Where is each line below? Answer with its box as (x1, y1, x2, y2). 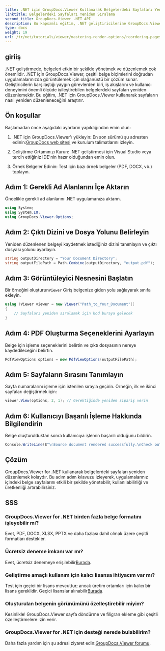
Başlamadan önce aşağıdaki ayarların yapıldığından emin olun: (5, 124, 131, 130)
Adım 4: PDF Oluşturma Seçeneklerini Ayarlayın (5, 329, 154, 338)
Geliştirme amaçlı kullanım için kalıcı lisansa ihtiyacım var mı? (5, 571, 155, 578)
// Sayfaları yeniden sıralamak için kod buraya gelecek (14, 311, 133, 316)
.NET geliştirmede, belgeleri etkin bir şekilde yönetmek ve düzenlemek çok (5, 66, 156, 72)
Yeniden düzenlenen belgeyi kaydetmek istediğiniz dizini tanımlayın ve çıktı (5, 241, 157, 247)
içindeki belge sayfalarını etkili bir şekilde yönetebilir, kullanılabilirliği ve (5, 479, 148, 485)
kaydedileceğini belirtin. (5, 347, 54, 353)
